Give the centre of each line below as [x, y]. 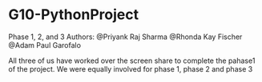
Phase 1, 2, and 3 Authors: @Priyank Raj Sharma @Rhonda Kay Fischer [125, 37]
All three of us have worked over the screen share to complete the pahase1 [132, 61]
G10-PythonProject [73, 15]
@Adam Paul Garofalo [45, 45]
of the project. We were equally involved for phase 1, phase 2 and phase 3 [131, 68]
